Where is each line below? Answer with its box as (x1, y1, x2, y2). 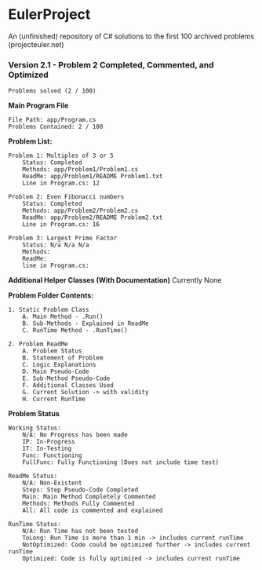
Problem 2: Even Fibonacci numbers (8, 193, 125, 201)
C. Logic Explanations (22, 361, 96, 369)
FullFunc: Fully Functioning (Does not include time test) (22, 459, 220, 466)
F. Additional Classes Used (22, 382, 114, 389)
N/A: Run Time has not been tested (22, 528, 139, 535)
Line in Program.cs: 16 (22, 221, 100, 228)
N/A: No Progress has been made (22, 431, 128, 439)
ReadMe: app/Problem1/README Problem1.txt (22, 173, 163, 181)
